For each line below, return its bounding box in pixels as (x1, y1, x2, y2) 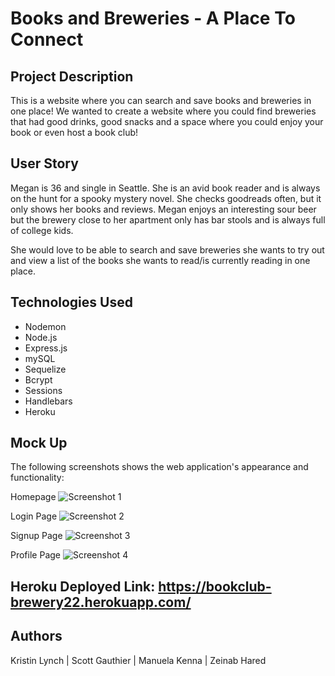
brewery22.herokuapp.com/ (10, 593, 192, 611)
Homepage (10, 491, 57, 503)
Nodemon (24, 320, 67, 332)
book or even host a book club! (10, 127, 139, 138)
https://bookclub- (158, 578, 272, 595)
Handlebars (24, 395, 73, 407)
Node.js (24, 331, 58, 343)
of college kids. (10, 224, 74, 236)
